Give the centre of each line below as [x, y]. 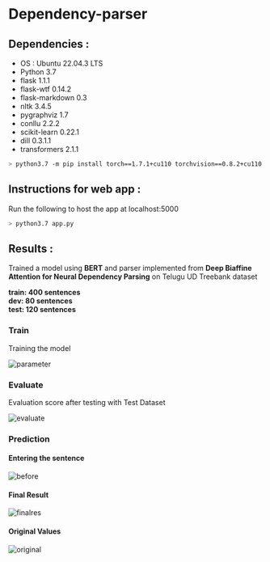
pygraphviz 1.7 [44, 115]
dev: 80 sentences [40, 301]
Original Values [35, 531]
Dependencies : [49, 44]
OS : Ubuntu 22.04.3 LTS [61, 63]
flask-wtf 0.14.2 [46, 89]
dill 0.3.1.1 [35, 141]
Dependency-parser [78, 14]
